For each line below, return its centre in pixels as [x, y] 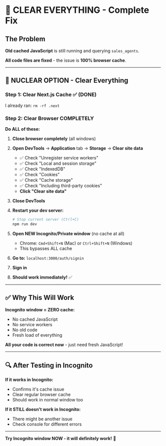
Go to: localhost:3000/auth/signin [48, 258]
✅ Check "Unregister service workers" [59, 157]
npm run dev [24, 224]
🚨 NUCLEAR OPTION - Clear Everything [67, 80]
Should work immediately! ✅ [42, 277]
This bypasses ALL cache [46, 248]
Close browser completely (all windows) [54, 139]
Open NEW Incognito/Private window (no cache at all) [68, 233]
